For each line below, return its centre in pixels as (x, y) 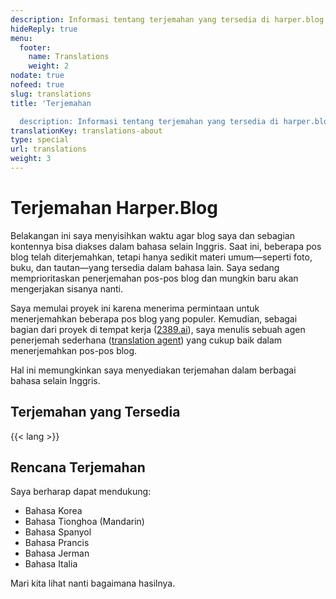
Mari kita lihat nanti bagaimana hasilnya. (93, 583)
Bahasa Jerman (57, 553)
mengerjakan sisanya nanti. (67, 288)
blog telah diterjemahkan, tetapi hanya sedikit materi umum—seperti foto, (161, 257)
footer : (35, 47)
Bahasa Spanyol (58, 532)
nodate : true (37, 76)
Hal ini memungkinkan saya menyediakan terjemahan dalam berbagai (153, 370)
